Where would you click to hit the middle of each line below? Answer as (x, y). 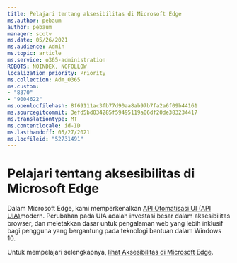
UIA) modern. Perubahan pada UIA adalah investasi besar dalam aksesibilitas (119, 216)
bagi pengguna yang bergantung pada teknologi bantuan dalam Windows (114, 231)
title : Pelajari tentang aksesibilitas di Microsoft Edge (94, 14)
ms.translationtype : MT (42, 119)
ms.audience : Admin (36, 47)
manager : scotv (30, 34)
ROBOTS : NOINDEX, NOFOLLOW (47, 66)
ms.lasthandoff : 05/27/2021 (49, 132)
